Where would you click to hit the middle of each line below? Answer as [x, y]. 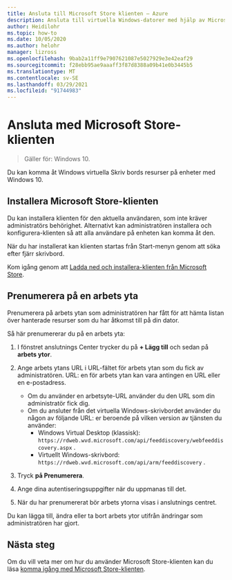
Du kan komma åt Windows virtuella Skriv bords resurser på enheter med [112, 172]
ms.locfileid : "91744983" [44, 91]
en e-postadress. [42, 382]
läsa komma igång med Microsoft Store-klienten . [76, 569]
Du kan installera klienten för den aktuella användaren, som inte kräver [107, 218]
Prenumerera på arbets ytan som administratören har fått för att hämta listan [116, 313]
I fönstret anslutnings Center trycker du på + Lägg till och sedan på [113, 347]
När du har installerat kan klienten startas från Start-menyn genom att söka [114, 246]
